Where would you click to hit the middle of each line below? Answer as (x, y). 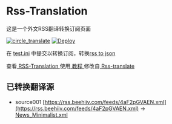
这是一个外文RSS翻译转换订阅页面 (48, 28)
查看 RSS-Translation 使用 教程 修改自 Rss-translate (71, 66)
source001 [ (30, 102)
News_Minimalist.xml (41, 115)
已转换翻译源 (30, 87)
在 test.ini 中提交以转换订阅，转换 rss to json (61, 53)
